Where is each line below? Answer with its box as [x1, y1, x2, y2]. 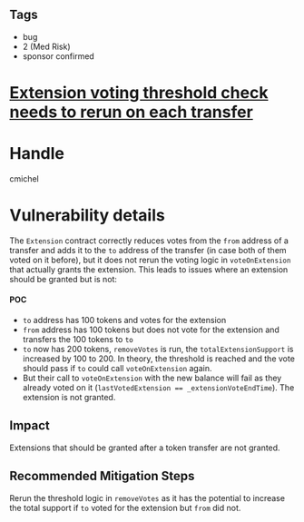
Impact [9, 418, 50, 434]
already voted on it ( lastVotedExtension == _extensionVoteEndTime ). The [22, 382, 295, 393]
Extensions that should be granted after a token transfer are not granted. [9, 442, 280, 453]
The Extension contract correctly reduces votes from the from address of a [9, 235, 289, 246]
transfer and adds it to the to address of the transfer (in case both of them [9, 244, 288, 255]
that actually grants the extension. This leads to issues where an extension [9, 263, 289, 275]
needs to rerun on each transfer [9, 102, 254, 122]
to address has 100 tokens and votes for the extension [22, 315, 227, 326]
